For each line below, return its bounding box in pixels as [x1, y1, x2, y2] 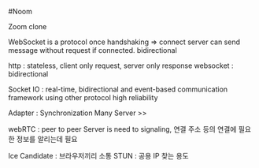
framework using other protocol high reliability [8, 93, 159, 102]
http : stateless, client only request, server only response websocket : [8, 61, 234, 70]
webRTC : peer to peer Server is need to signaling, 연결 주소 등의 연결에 [8, 125, 237, 133]
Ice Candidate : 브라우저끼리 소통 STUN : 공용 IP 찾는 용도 [8, 151, 189, 160]
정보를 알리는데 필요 [16, 134, 78, 144]
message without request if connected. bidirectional [8, 46, 177, 54]
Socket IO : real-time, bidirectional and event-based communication [8, 84, 228, 94]
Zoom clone [8, 22, 47, 31]
